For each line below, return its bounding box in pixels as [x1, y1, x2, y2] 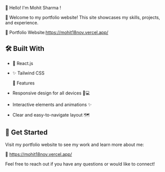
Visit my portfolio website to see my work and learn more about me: [5, 141, 145, 147]
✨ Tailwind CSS [12, 70, 45, 76]
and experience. [5, 20, 39, 25]
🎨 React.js [12, 60, 33, 66]
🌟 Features [12, 80, 35, 86]
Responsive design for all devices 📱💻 [12, 90, 90, 96]
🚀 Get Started [5, 128, 48, 137]
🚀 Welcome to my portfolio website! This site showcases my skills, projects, [5, 14, 161, 20]
